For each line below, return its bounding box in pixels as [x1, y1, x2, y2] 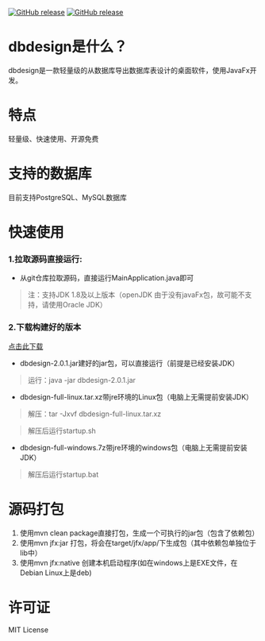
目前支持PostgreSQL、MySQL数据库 [8, 192, 127, 202]
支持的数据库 [8, 165, 93, 183]
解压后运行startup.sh [27, 426, 97, 435]
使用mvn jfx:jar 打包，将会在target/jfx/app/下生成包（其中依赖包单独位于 [19, 538, 256, 547]
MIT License [8, 625, 49, 635]
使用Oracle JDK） [48, 300, 107, 310]
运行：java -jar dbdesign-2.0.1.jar [27, 375, 136, 384]
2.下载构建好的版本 [8, 322, 82, 333]
